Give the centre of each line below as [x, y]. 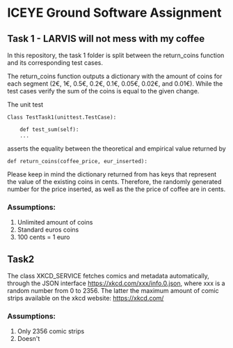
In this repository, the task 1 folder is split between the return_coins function [116, 55]
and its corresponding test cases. [55, 63]
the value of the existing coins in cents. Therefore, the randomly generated [114, 182]
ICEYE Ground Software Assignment [114, 13]
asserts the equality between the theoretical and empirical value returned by [116, 149]
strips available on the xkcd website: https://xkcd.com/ [86, 298]
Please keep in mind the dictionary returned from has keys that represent [112, 174]
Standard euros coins [48, 230]
